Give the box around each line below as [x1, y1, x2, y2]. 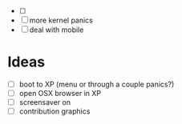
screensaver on [18, 98, 71, 107]
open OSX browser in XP [18, 89, 102, 98]
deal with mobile [29, 25, 84, 34]
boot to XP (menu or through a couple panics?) [18, 79, 175, 89]
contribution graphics [18, 106, 91, 116]
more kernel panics [29, 15, 93, 25]
